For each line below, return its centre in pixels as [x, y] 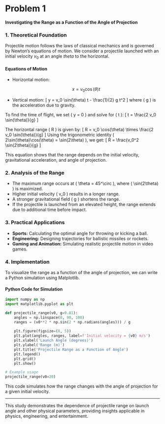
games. [20, 249]
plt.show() [25, 363]
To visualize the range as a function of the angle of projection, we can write [82, 272]
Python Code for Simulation [34, 289]
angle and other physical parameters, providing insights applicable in [75, 411]
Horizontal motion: [31, 80]
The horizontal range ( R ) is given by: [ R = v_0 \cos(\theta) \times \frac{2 [79, 130]
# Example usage [22, 372]
